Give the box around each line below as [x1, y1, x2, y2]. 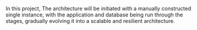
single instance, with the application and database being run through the [5, 11, 183, 18]
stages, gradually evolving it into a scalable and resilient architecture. [5, 18, 175, 24]
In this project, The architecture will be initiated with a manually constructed [5, 5, 192, 12]
